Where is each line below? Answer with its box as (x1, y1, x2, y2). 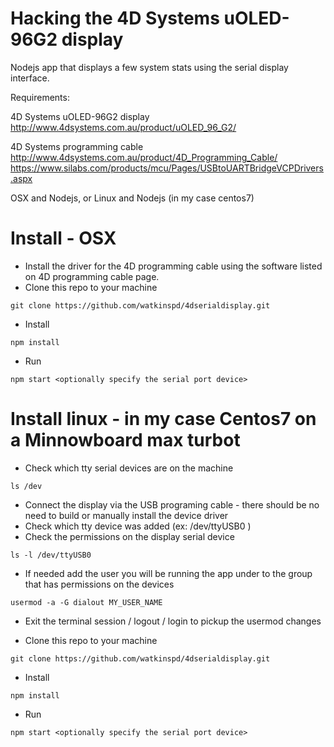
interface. (10, 72, 50, 84)
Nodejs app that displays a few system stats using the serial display (10, 61, 289, 73)
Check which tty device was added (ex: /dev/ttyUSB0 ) (24, 520, 252, 532)
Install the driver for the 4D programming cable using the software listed (24, 260, 323, 272)
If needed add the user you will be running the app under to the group (24, 567, 313, 579)
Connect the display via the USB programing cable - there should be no (24, 498, 320, 511)
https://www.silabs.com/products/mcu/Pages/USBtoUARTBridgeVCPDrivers (10, 162, 324, 174)
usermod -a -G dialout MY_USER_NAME (10, 597, 163, 607)
